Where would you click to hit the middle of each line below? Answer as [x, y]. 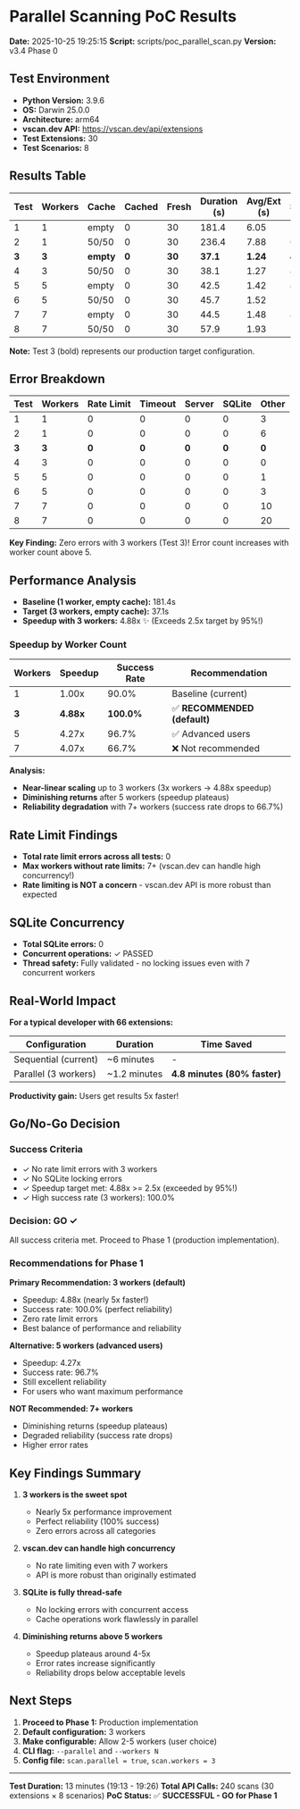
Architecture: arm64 [61, 119]
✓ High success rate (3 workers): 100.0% [99, 1197]
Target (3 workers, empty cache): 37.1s [96, 611]
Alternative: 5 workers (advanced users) [86, 1345]
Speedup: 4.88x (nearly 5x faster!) [85, 1300]
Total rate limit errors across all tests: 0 [96, 857]
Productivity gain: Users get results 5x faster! [94, 1095]
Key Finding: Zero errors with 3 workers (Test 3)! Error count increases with [149, 543]
